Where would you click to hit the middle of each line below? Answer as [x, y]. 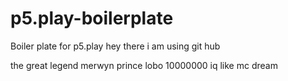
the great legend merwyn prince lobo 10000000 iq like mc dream [144, 65]
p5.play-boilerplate [92, 18]
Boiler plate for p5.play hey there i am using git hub [115, 46]
